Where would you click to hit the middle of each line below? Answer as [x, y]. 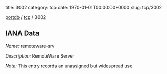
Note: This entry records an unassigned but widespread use [69, 66]
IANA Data [22, 34]
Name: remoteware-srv [30, 46]
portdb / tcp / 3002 [26, 17]
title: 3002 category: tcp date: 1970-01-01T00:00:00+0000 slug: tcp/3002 [83, 7]
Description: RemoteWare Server [40, 55]
